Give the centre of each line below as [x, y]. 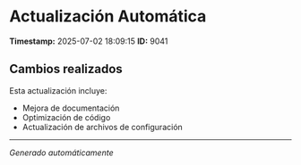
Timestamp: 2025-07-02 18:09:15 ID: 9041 [89, 41]
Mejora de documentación [71, 108]
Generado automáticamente [61, 153]
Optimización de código [66, 117]
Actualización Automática [108, 16]
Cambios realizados [66, 69]
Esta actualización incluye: [58, 90]
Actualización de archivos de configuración [103, 127]
